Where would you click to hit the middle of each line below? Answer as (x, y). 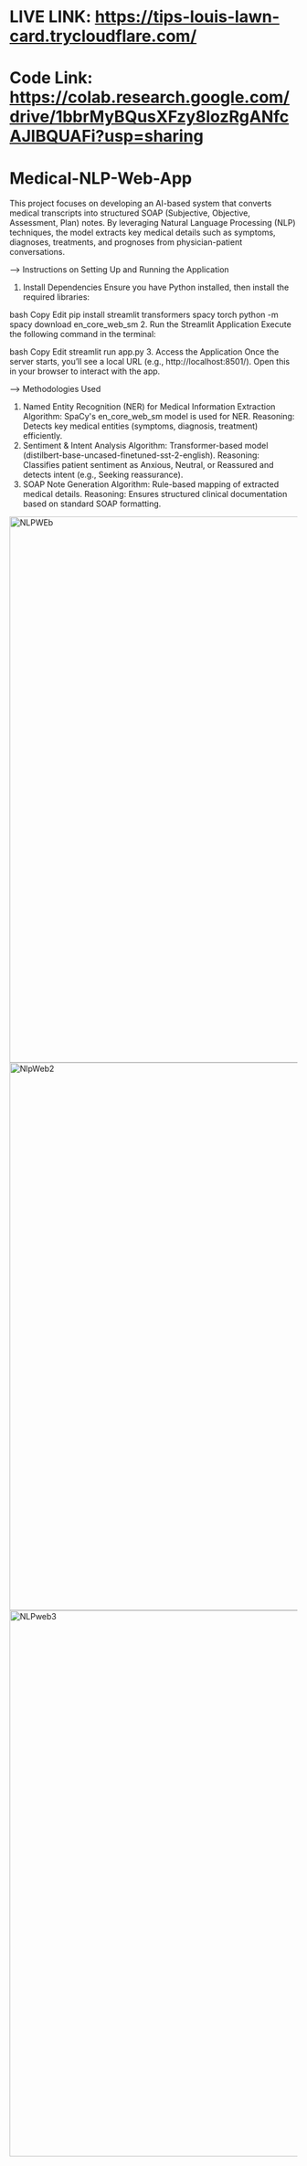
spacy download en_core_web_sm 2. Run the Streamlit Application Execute (151, 324)
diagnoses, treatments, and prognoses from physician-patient (126, 242)
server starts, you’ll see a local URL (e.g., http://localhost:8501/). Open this (150, 362)
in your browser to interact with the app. (85, 371)
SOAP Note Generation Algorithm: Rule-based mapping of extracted (151, 484)
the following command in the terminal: (83, 334)
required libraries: (56, 297)
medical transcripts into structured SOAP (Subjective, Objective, (130, 213)
